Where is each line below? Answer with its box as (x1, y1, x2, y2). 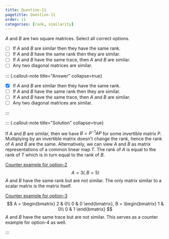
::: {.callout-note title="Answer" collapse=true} (5, 73, 103, 79)
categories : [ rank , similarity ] (5, 21, 74, 27)
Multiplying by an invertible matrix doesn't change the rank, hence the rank (5, 135, 162, 142)
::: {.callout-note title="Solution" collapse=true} (5, 120, 104, 126)
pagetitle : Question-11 (5, 12, 56, 17)
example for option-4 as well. (5, 219, 67, 226)
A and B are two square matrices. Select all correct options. (5, 36, 130, 42)
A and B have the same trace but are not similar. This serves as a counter (5, 214, 158, 220)
